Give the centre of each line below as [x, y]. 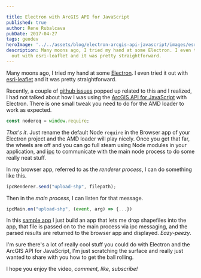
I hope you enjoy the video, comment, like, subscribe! [72, 269]
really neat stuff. [26, 158]
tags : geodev [22, 39]
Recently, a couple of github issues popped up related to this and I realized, [99, 91]
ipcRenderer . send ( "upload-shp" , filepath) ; [61, 187]
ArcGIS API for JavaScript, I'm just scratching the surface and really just [95, 251]
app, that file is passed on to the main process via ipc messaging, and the [97, 227]
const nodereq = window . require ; [48, 121]
